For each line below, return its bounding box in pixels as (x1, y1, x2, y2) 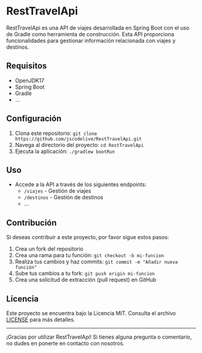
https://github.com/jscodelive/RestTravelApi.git (14, 136, 142, 142)
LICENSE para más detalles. (6, 316, 75, 323)
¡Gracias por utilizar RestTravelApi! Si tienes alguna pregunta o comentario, (6, 333, 192, 340)
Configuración (6, 113, 62, 124)
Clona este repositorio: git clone (14, 130, 97, 137)
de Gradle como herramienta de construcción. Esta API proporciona (6, 30, 174, 37)
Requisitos (6, 61, 47, 71)
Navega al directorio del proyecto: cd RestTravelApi (14, 141, 144, 148)
